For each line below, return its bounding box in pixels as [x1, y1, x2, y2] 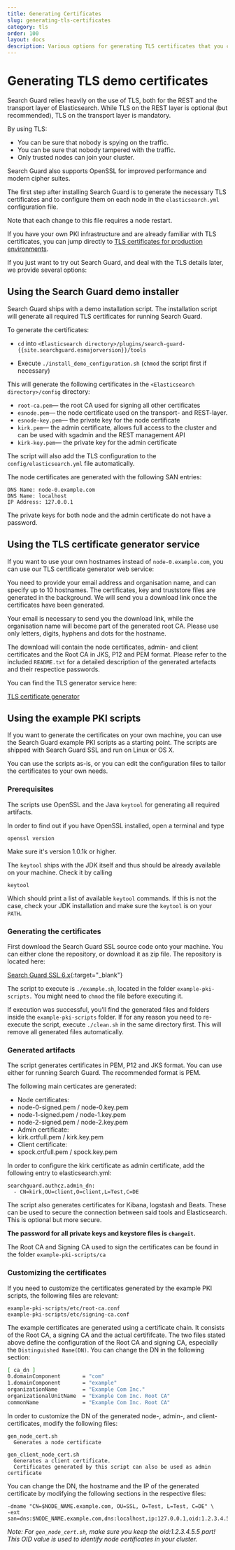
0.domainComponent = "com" [7, 1373, 105, 1380]
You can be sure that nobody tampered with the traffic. [17, 145, 176, 154]
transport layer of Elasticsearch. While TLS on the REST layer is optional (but [7, 103, 228, 112]
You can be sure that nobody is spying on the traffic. [17, 138, 169, 146]
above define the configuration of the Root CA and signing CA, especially [7, 1338, 218, 1346]
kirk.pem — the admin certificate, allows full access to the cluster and [17, 423, 217, 432]
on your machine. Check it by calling [7, 868, 113, 877]
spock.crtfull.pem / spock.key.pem [17, 1148, 117, 1156]
